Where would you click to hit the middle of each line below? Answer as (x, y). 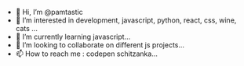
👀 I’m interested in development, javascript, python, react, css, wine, (126, 20)
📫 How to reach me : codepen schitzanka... (87, 54)
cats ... (26, 28)
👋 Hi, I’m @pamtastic (49, 12)
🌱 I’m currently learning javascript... (73, 36)
